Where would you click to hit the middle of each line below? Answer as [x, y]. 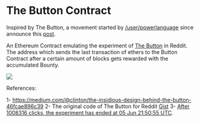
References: [21, 88]
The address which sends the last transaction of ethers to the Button [92, 52]
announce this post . [31, 33]
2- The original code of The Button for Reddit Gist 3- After [117, 106]
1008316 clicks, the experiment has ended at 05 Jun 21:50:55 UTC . [90, 112]
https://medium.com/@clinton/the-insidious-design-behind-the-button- [102, 100]
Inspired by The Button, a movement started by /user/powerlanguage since [100, 27]
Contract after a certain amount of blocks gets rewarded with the [87, 58]
